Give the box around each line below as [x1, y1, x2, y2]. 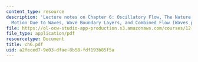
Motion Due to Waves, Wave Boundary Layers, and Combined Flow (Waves [11, 19, 189, 25]
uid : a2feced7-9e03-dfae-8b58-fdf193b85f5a [6, 47, 115, 53]
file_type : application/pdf [6, 31, 75, 37]
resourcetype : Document [6, 36, 65, 42]
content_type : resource [6, 8, 65, 15]
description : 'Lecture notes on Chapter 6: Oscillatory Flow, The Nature [6, 14, 192, 20]
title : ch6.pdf [6, 42, 44, 48]
